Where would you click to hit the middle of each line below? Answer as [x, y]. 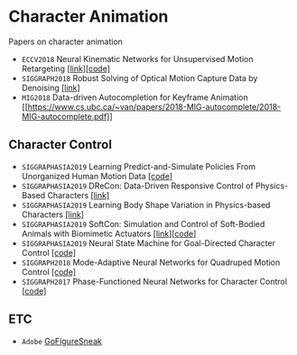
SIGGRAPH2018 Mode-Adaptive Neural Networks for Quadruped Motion [151, 262]
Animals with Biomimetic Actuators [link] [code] [109, 233]
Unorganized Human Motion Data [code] [97, 176]
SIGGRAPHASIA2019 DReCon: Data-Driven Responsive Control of [137, 186]
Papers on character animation [66, 41]
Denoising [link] [51, 87]
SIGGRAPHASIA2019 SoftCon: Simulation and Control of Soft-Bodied [143, 223]
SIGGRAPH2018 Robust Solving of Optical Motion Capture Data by [139, 77]
